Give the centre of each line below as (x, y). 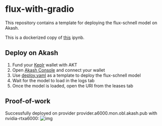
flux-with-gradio (40, 9)
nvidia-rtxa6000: (22, 118)
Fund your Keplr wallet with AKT (45, 64)
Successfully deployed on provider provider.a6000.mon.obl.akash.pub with (81, 113)
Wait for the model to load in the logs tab (53, 80)
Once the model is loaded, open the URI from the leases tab (73, 86)
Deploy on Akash (32, 53)
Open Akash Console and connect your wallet (59, 70)
